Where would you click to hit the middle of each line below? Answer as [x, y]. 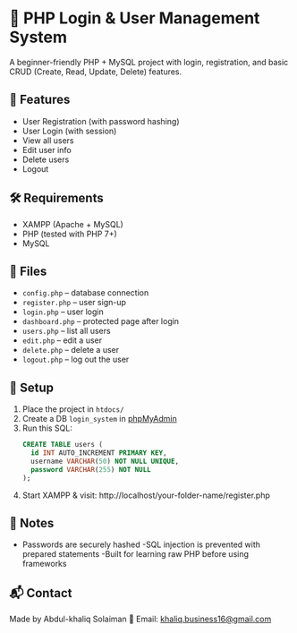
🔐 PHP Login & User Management [135, 18]
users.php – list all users [66, 331]
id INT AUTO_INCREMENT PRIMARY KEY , [99, 453]
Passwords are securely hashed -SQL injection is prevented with [141, 544]
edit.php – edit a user [62, 340]
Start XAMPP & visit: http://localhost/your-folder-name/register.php [146, 495]
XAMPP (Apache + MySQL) [72, 224]
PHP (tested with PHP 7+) [70, 234]
